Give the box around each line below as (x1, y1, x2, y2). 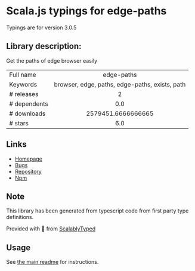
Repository (14, 168, 42, 175)
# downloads (9, 109, 46, 118)
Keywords (9, 80, 38, 88)
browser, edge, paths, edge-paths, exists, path (54, 80, 186, 88)
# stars (9, 119, 29, 127)
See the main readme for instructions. (6, 258, 99, 266)
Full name (9, 70, 37, 79)
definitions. (6, 214, 34, 221)
